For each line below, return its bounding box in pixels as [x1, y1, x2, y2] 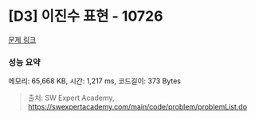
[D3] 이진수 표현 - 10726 [8, 7, 163, 25]
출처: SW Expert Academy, [27, 93, 115, 103]
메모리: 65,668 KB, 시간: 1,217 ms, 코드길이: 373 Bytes [8, 76, 182, 86]
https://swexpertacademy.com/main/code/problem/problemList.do [27, 102, 248, 112]
